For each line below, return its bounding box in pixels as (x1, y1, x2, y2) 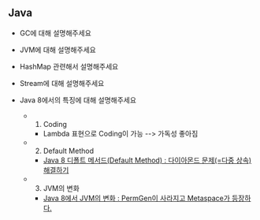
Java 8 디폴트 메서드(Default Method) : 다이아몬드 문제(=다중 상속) (43, 155, 252, 165)
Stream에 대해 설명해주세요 (19, 78, 105, 88)
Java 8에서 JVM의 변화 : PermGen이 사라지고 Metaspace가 (43, 193, 231, 203)
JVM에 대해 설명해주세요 (19, 45, 96, 54)
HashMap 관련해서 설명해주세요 (19, 62, 119, 71)
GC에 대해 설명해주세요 (19, 28, 92, 38)
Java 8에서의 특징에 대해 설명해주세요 (19, 95, 136, 105)
